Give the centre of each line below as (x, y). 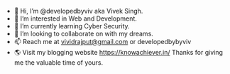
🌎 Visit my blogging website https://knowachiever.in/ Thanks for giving (119, 52)
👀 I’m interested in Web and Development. (75, 18)
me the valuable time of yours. (59, 63)
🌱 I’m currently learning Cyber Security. (72, 26)
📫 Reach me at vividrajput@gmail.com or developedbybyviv (103, 42)
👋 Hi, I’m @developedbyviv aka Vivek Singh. (78, 11)
